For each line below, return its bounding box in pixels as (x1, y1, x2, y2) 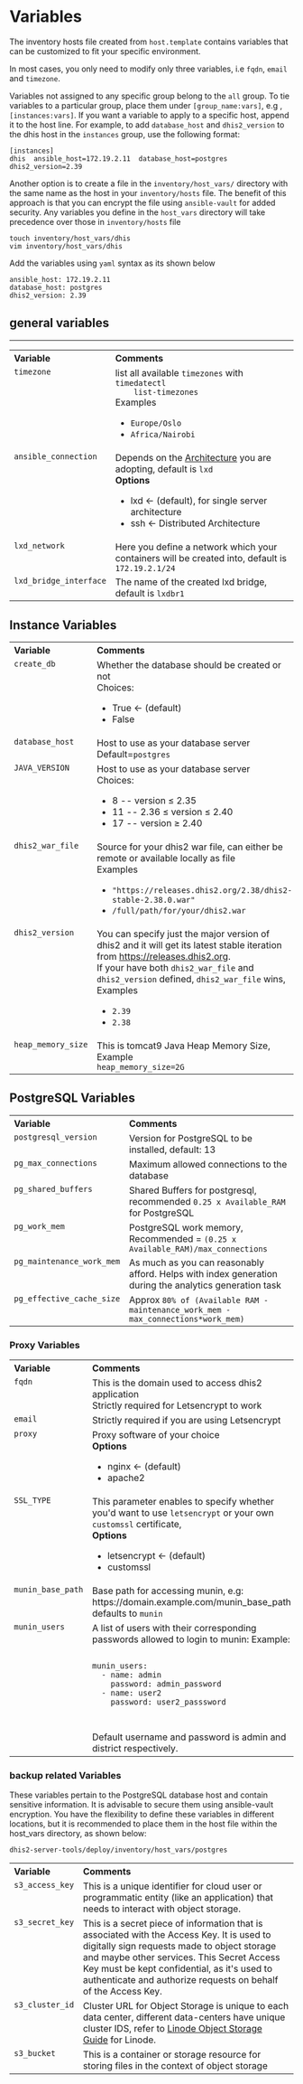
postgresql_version (14, 1131, 97, 1142)
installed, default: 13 (129, 1143, 216, 1156)
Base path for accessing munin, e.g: (91, 1584, 244, 1597)
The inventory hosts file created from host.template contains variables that (9, 36, 289, 47)
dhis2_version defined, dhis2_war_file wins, (96, 973, 286, 986)
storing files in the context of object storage (82, 2060, 268, 2072)
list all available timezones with (115, 366, 243, 379)
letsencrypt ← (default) (106, 1550, 206, 1563)
